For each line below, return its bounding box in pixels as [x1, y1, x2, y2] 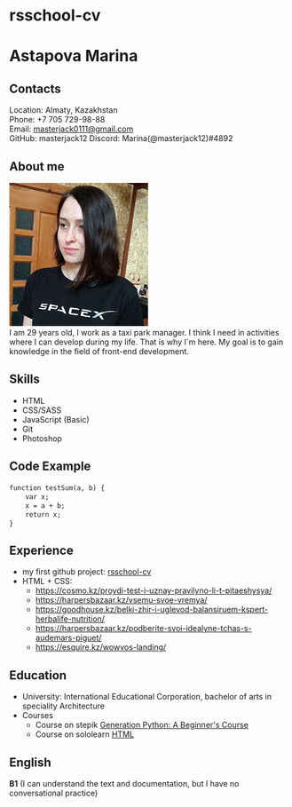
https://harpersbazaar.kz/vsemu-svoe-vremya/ [35, 595, 208, 605]
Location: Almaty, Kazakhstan [9, 105, 118, 115]
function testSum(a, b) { [9, 483, 105, 493]
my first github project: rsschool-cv [21, 566, 152, 577]
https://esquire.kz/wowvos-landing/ [35, 642, 167, 653]
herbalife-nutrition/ [35, 613, 105, 624]
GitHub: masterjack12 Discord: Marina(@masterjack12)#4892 [9, 133, 233, 144]
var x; [25, 492, 50, 502]
